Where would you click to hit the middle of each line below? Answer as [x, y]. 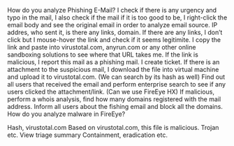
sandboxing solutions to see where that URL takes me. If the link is [103, 54]
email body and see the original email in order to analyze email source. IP [112, 25]
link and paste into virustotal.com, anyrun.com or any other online [102, 47]
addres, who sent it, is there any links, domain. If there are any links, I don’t [115, 32]
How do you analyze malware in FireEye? [66, 114]
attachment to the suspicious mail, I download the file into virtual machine [113, 70]
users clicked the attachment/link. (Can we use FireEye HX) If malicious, [111, 92]
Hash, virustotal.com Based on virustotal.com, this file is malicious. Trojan [113, 127]
